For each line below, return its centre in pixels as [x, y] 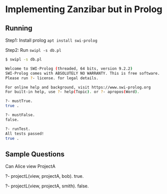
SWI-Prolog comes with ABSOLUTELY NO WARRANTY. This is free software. [82, 73]
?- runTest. [18, 129]
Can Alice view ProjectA [30, 167]
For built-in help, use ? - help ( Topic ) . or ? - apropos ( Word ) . [72, 92]
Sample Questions [35, 154]
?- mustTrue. [19, 101]
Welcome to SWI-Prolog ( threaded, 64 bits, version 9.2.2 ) [69, 69]
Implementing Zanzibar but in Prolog [84, 9]
